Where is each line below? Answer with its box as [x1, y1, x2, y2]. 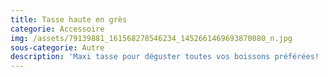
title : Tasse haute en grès [10, 14, 128, 25]
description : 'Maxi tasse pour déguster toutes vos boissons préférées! [10, 52, 320, 62]
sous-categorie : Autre [10, 42, 105, 53]
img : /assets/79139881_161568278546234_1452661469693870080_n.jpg [10, 33, 293, 43]
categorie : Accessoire [10, 24, 105, 34]
